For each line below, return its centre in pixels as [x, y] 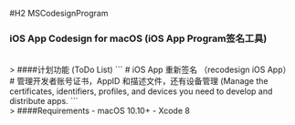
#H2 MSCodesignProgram [59, 13]
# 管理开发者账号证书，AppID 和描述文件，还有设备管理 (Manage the [139, 81]
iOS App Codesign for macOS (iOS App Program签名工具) [138, 38]
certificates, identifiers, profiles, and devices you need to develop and [141, 91]
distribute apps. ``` [44, 101]
